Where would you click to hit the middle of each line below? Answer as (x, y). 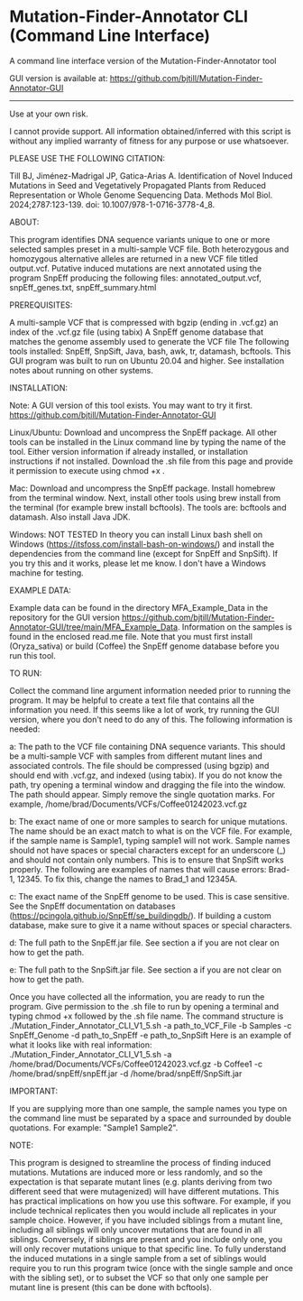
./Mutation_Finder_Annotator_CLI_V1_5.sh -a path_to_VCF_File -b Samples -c (151, 1025)
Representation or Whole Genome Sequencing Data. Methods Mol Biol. (141, 195)
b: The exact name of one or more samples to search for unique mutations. (148, 821)
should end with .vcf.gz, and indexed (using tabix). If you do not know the (146, 775)
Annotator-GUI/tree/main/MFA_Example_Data (94, 627)
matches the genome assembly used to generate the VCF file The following (149, 341)
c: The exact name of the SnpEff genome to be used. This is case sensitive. (150, 896)
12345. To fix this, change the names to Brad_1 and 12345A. (127, 879)
